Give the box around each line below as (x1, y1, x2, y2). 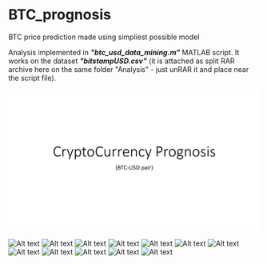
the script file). (8, 73, 57, 82)
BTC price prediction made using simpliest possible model (8, 32, 200, 42)
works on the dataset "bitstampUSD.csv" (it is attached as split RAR (8, 56, 235, 66)
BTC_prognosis (8, 6, 112, 24)
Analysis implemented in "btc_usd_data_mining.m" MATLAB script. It (8, 47, 240, 57)
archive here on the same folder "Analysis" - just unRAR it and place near (8, 64, 249, 74)
